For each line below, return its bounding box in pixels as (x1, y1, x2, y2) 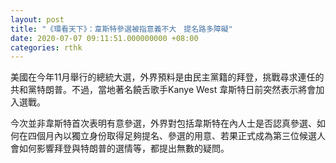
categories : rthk (10, 42, 83, 53)
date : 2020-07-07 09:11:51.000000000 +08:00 (10, 33, 199, 43)
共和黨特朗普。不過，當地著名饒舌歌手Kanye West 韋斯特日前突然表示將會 (10, 84, 317, 96)
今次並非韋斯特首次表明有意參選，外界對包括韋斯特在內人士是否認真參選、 (10, 117, 317, 130)
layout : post (10, 14, 65, 25)
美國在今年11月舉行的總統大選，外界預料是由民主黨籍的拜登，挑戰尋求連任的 (10, 71, 325, 83)
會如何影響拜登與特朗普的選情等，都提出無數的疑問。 (10, 142, 230, 155)
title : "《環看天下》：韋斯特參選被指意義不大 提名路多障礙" (10, 24, 233, 34)
